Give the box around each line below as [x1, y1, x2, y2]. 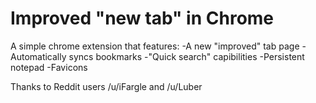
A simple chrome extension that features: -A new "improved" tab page [10, 40, 300, 52]
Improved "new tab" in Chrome [10, 7, 275, 30]
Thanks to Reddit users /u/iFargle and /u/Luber [10, 80, 203, 92]
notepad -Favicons [10, 61, 88, 73]
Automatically [10, 50, 67, 62]
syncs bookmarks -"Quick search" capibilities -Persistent [68, 50, 305, 62]
